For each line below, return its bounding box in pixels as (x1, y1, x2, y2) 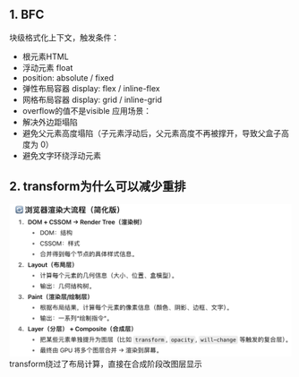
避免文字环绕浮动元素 (21, 150, 101, 160)
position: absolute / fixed (21, 72, 115, 83)
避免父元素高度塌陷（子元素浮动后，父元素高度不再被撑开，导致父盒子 (21, 127, 282, 138)
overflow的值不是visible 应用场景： (21, 105, 152, 116)
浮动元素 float (21, 62, 73, 73)
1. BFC (9, 7, 45, 22)
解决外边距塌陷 (21, 116, 78, 127)
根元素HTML (21, 51, 69, 62)
